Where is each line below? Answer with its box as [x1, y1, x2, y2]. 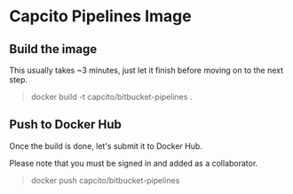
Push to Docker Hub [9, 117, 122, 132]
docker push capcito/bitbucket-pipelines [30, 175, 180, 185]
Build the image [9, 42, 98, 57]
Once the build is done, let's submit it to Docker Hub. [9, 140, 202, 151]
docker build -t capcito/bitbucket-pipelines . [30, 91, 193, 102]
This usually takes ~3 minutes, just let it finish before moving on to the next [9, 65, 284, 75]
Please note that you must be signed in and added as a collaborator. [9, 158, 258, 168]
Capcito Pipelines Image [9, 6, 193, 27]
